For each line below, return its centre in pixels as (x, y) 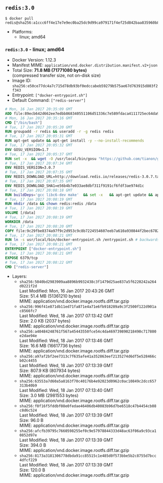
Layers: (19, 276)
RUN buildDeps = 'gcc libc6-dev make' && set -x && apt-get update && (79, 195)
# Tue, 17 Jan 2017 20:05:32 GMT (39, 145)
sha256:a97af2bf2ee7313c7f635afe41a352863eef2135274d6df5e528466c (88, 356)
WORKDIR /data (19, 222)
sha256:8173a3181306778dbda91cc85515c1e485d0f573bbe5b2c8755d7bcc (88, 456)
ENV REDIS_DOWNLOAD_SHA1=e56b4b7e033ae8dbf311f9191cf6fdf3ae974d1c (75, 186)
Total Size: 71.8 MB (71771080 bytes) (49, 70)
